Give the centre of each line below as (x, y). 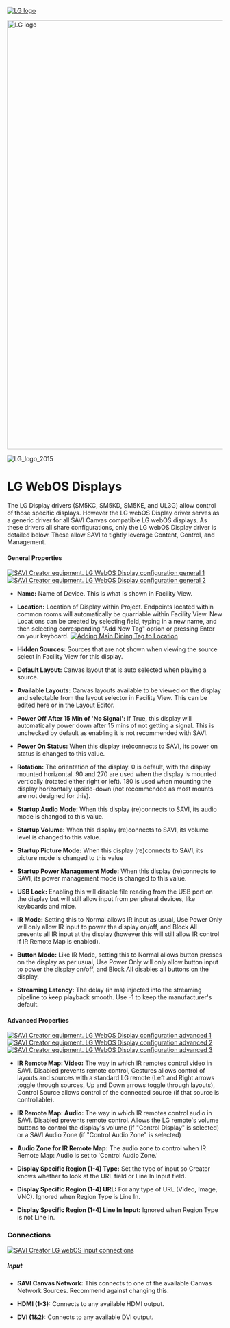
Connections (29, 1235)
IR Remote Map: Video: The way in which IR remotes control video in (114, 1063)
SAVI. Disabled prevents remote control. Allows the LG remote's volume (118, 1120)
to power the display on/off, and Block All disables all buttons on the (113, 969)
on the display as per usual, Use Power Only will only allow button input (118, 962)
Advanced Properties (38, 1020)
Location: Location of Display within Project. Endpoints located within (115, 607)
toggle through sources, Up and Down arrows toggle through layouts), (116, 1085)
